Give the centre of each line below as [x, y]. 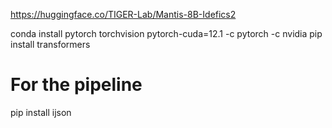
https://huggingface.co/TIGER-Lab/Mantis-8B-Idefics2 [123, 14]
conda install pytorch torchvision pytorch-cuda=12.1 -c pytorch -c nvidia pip [166, 33]
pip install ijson [41, 112]
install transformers [50, 44]
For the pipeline [76, 85]
